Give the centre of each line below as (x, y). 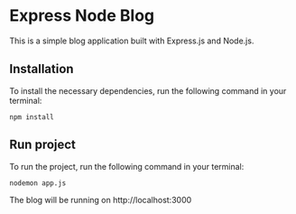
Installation (42, 69)
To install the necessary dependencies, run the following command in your (148, 90)
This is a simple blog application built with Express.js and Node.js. (132, 41)
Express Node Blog (82, 16)
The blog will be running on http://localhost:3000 (101, 200)
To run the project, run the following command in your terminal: (127, 166)
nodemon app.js (38, 183)
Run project (43, 145)
